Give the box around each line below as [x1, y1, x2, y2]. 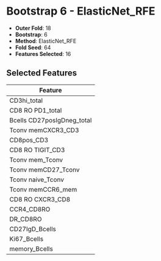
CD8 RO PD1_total [9, 106, 62, 114]
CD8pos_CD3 [9, 136, 49, 144]
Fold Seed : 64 [15, 44, 51, 51]
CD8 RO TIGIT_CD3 [9, 145, 65, 154]
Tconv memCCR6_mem [9, 185, 77, 193]
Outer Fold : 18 [15, 24, 51, 32]
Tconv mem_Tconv [9, 155, 63, 164]
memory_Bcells [9, 245, 53, 253]
